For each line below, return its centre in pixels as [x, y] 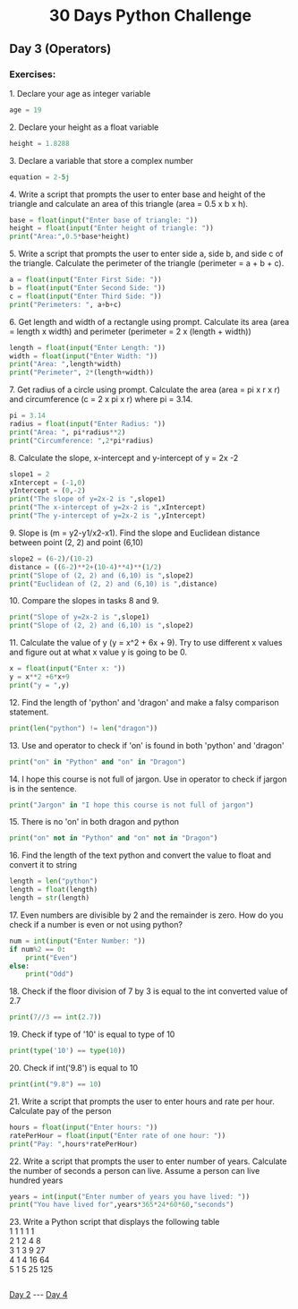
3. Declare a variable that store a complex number [102, 160]
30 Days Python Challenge [150, 16]
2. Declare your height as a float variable [84, 127]
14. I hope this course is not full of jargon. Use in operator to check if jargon [149, 779]
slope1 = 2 [30, 474]
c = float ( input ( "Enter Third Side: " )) [86, 296]
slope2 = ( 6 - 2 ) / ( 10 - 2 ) [51, 559]
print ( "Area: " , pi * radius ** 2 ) [68, 432]
